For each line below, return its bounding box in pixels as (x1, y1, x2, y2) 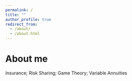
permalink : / (5, 7, 33, 13)
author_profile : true (5, 17, 52, 22)
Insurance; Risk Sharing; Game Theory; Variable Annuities (5, 70, 127, 76)
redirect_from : (5, 21, 38, 27)
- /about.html (10, 31, 40, 36)
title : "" (5, 12, 27, 17)
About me (5, 53, 48, 65)
